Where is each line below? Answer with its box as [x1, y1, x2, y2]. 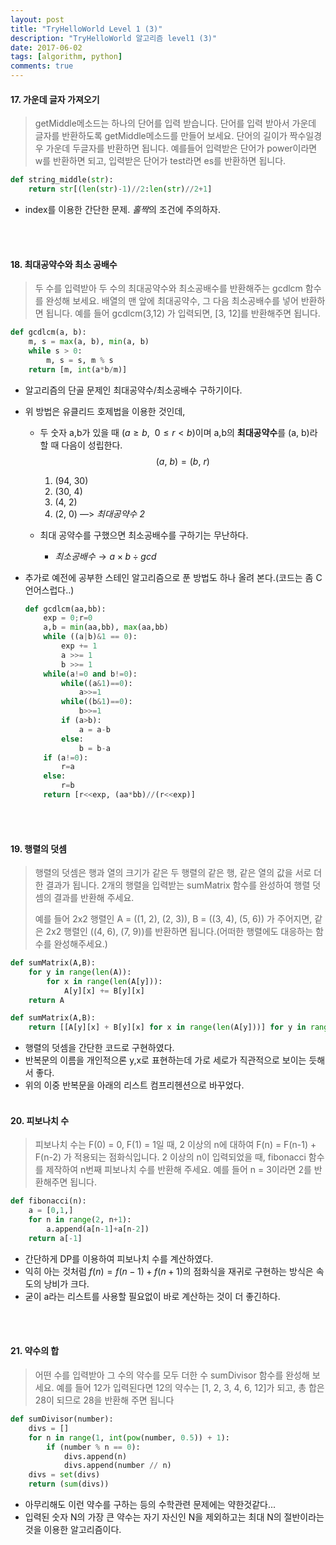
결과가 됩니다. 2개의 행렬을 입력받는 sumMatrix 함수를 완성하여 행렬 [45, 879, 311, 891]
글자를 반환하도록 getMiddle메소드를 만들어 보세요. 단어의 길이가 [34, 130, 288, 142]
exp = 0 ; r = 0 [43, 613, 93, 623]
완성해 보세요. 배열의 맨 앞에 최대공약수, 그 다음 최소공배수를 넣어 [45, 295, 299, 307]
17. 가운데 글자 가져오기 [10, 93, 100, 105]
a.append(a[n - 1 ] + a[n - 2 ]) [46, 1224, 150, 1235]
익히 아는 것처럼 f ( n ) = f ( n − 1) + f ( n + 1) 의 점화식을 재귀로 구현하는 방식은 [24, 1265, 314, 1277]
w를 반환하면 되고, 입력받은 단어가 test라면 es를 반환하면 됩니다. [34, 155, 287, 167]
